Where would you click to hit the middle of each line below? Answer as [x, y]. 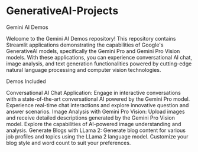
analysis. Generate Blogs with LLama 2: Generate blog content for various [96, 130]
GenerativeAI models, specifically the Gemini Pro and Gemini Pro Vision [93, 51]
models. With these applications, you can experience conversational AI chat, [99, 57]
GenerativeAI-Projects [62, 11]
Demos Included [26, 81]
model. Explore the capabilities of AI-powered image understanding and [94, 124]
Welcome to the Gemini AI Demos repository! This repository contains [91, 38]
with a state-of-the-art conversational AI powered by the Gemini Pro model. [98, 99]
